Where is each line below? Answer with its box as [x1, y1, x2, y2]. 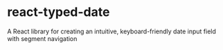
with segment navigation [7, 34, 78, 42]
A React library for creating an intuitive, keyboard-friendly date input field [7, 27, 217, 35]
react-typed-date [7, 4, 110, 20]
